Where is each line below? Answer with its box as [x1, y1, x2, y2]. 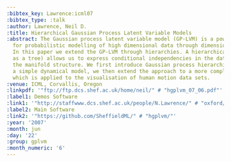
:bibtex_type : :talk [6, 17, 66, 23]
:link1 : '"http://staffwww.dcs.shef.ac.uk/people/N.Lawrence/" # [6, 100, 198, 107]
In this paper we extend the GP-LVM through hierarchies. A [12, 49, 189, 56]
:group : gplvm [6, 139, 48, 145]
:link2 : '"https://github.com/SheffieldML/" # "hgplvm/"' [6, 112, 177, 119]
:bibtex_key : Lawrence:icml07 [6, 10, 94, 17]
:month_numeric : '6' [6, 145, 66, 152]
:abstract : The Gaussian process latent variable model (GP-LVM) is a [6, 36, 214, 43]
